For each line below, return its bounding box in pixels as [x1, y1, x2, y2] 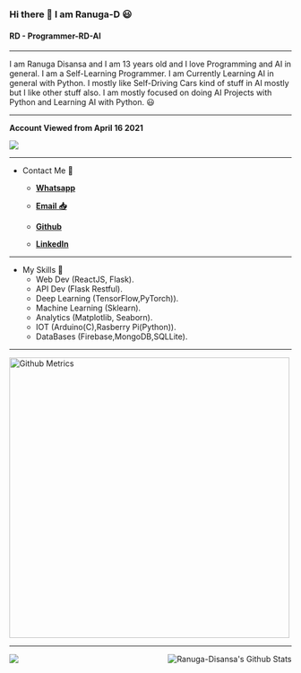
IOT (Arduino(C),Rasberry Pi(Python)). [35, 322, 176, 333]
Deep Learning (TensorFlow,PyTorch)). [35, 293, 179, 304]
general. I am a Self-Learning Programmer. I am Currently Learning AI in [9, 68, 275, 79]
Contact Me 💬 [21, 165, 73, 176]
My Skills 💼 [21, 265, 64, 275]
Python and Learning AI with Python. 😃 [9, 97, 155, 108]
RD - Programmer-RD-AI [9, 31, 101, 41]
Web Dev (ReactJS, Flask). [35, 274, 134, 285]
